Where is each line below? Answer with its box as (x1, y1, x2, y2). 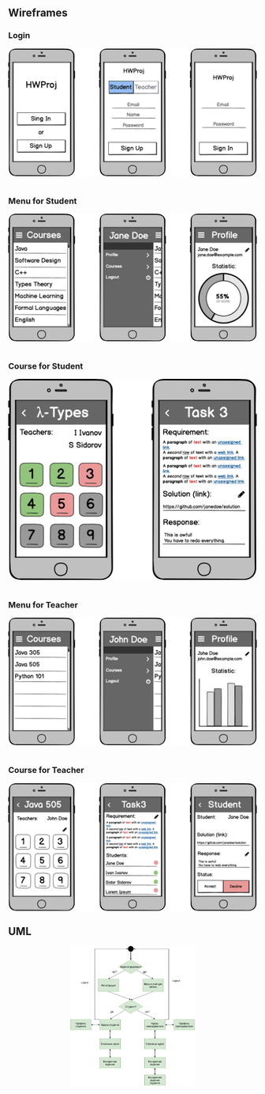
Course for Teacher (8, 765, 84, 776)
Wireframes (8, 6, 69, 20)
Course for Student (8, 360, 84, 371)
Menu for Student (8, 195, 77, 206)
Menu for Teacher (8, 600, 79, 611)
